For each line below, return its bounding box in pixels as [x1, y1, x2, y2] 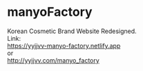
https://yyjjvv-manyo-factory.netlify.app [7, 41, 121, 50]
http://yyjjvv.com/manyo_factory [7, 56, 100, 64]
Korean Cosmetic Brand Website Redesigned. [7, 27, 137, 35]
